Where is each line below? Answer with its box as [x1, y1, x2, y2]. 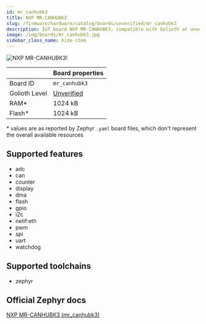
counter [15, 178, 36, 186]
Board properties [53, 69, 104, 77]
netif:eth [15, 217, 37, 224]
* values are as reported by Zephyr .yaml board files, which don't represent [6, 125, 197, 132]
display [15, 184, 34, 192]
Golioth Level [9, 89, 47, 97]
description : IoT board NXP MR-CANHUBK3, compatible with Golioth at [6, 26, 188, 32]
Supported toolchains [6, 261, 91, 271]
